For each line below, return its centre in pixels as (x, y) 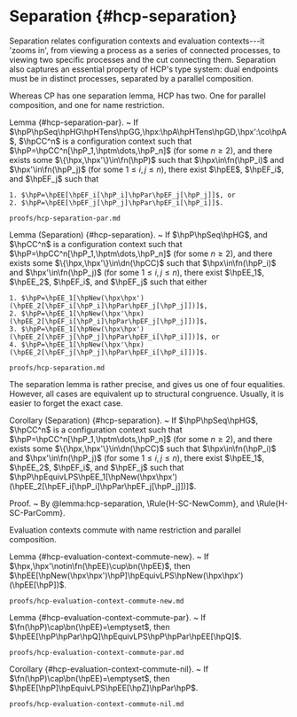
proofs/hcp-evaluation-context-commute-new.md (97, 601)
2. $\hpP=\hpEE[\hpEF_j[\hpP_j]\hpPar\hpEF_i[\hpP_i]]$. (117, 203)
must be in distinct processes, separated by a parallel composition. (132, 78)
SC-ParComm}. (37, 512)
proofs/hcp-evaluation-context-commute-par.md (97, 652)
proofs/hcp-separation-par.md (65, 218)
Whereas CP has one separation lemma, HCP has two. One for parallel (137, 96)
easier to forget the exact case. (66, 403)
